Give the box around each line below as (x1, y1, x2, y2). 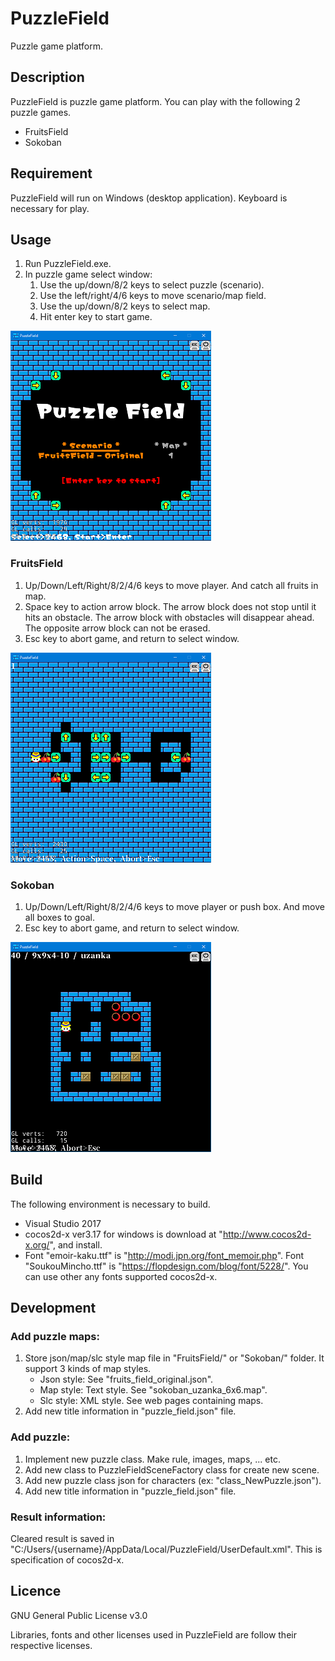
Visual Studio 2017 (24, 1217, 102, 1229)
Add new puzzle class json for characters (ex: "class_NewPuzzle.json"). (24, 1474, 322, 1486)
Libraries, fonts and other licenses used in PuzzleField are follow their (10, 1628, 297, 1641)
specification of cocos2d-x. (10, 1554, 125, 1566)
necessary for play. (10, 202, 90, 214)
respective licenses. (10, 1639, 93, 1651)
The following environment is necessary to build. (10, 1198, 211, 1210)
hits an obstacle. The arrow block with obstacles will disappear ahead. (24, 611, 315, 623)
